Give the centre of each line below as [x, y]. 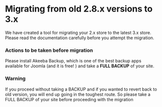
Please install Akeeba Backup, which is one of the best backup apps [73, 61]
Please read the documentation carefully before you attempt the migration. [80, 38]
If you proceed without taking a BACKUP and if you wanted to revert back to [81, 89]
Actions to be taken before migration [49, 50]
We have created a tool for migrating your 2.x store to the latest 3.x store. [78, 32]
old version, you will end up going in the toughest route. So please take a [78, 94]
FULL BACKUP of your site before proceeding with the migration [69, 99]
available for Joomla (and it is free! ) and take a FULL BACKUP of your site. [80, 66]
